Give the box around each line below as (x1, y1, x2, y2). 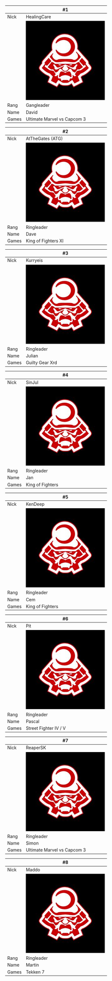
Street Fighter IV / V (26, 725, 66, 731)
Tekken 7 (26, 969, 45, 975)
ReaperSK (26, 745, 46, 751)
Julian (26, 353, 38, 358)
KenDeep (26, 501, 45, 507)
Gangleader (26, 102, 50, 108)
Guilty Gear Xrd (26, 359, 58, 366)
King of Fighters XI (26, 238, 64, 244)
